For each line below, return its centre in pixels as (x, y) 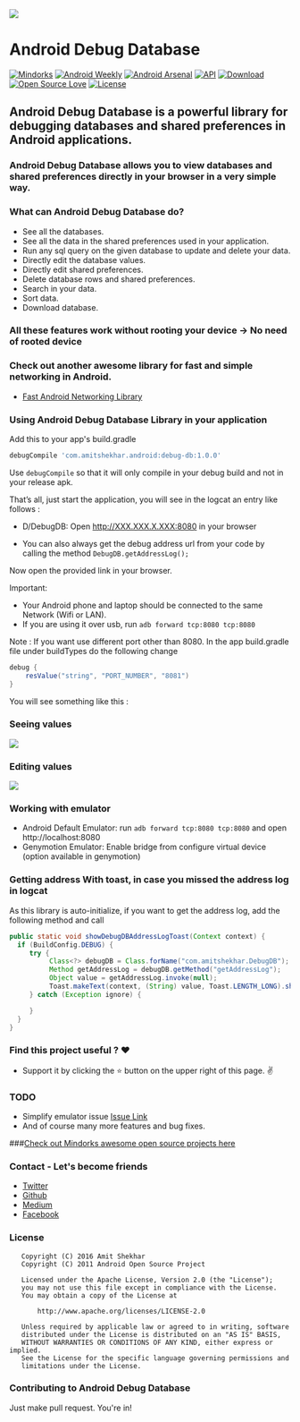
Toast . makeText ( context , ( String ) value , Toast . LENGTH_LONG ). (167, 986)
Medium (37, 1205)
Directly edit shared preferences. (83, 269)
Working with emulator (60, 809)
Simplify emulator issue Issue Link (85, 1116)
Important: (28, 588)
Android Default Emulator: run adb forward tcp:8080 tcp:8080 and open (154, 828)
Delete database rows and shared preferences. (108, 279)
